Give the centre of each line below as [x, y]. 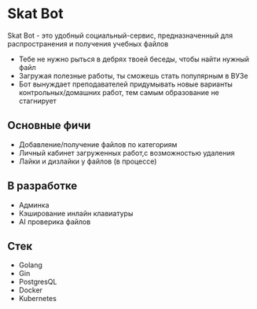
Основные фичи [49, 125]
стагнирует [37, 101]
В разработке [42, 186]
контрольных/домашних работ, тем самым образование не [119, 92]
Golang [30, 265]
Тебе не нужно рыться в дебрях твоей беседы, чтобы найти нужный [134, 59]
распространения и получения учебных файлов [88, 43]
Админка [34, 204]
